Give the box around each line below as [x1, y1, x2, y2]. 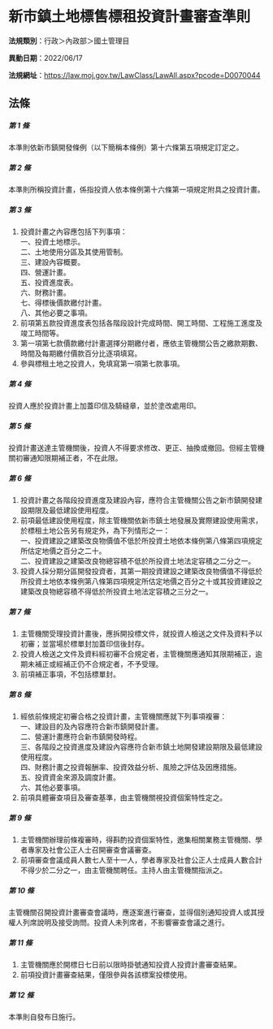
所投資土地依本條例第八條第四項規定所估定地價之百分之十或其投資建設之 [19, 577, 262, 586]
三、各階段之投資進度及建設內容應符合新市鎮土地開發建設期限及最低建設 [19, 742, 262, 752]
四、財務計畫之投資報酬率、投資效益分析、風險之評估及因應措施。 [19, 763, 241, 772]
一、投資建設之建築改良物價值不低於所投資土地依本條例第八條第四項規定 [19, 536, 262, 546]
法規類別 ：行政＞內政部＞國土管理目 [8, 36, 130, 45]
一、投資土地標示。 [19, 237, 85, 247]
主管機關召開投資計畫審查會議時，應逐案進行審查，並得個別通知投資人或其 [8, 907, 258, 918]
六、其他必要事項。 [19, 783, 85, 793]
